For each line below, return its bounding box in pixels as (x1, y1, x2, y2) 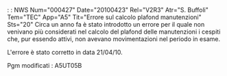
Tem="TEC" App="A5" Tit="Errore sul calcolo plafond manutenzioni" (7, 13, 202, 21)
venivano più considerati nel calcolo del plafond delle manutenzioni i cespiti (7, 27, 221, 36)
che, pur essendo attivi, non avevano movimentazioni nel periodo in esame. (7, 35, 221, 43)
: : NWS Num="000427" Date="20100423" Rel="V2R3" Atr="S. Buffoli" (7, 6, 209, 14)
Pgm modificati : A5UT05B (7, 62, 82, 69)
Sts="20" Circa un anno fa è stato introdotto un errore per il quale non (7, 21, 205, 28)
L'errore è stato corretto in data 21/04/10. (7, 48, 123, 56)
